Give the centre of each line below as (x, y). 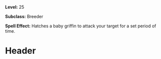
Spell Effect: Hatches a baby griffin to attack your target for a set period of (80, 26)
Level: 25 (15, 7)
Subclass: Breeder (24, 16)
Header (20, 51)
